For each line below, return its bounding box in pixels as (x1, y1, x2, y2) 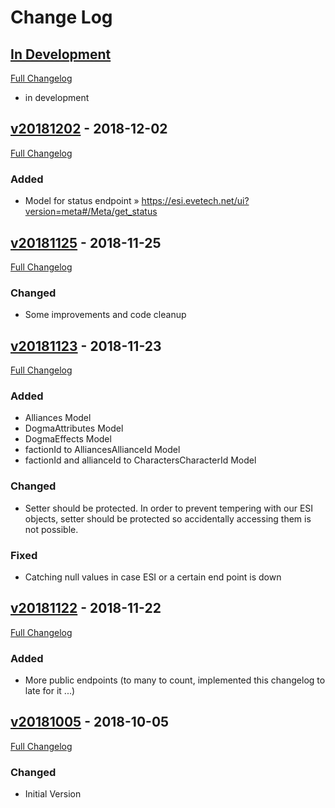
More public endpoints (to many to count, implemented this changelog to (24, 674, 326, 686)
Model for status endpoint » (24, 195, 140, 207)
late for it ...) (24, 685, 76, 697)
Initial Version (24, 788, 82, 800)
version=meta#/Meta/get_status (24, 206, 158, 218)
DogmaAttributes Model (24, 422, 124, 435)
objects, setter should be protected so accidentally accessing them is (24, 512, 312, 525)
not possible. (24, 523, 79, 535)
